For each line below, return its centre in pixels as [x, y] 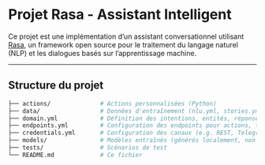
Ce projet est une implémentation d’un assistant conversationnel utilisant [126, 36]
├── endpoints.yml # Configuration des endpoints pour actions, [130, 126]
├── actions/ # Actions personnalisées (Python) [112, 103]
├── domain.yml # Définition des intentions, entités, [119, 118]
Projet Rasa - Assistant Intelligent [120, 15]
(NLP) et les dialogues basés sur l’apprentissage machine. [103, 53]
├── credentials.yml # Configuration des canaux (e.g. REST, [121, 133]
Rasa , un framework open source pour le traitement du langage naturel [123, 44]
